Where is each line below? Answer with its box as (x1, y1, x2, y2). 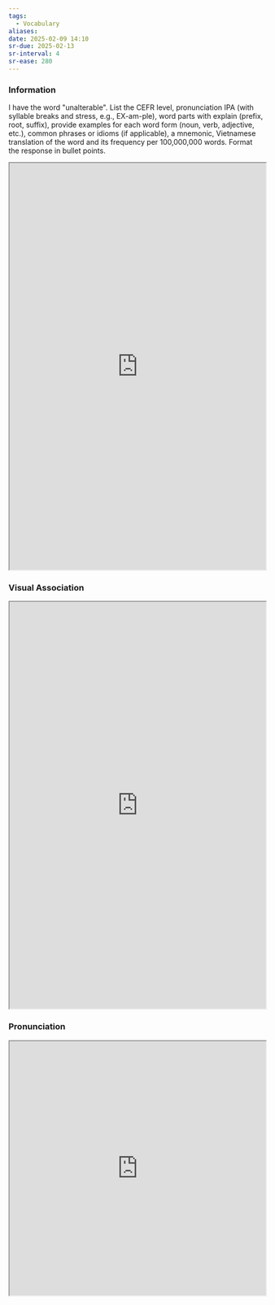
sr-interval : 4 (8, 50, 60, 58)
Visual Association (8, 583, 85, 594)
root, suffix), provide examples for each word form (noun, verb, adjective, (8, 120, 255, 130)
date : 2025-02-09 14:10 (8, 34, 89, 43)
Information (8, 84, 56, 95)
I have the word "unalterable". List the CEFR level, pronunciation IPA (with (8, 103, 255, 112)
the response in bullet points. (8, 146, 106, 155)
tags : (8, 11, 27, 20)
